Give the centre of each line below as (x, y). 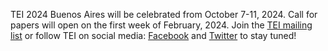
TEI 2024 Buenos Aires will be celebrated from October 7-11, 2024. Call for (164, 14)
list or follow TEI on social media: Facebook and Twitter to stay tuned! (153, 35)
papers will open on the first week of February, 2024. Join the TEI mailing (161, 25)
